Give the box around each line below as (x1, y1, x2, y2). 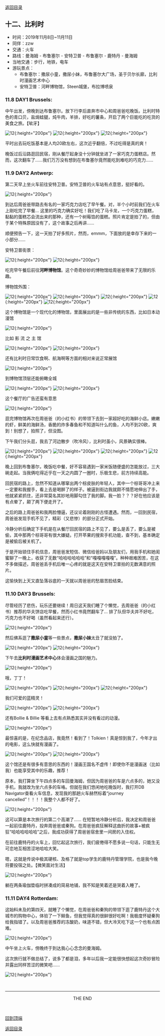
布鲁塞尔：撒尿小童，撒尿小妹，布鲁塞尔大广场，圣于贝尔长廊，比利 (19, 71, 158, 77)
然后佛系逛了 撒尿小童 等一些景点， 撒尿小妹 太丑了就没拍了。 (5, 635, 126, 641)
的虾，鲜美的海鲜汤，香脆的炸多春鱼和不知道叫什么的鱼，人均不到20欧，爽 (5, 422, 157, 428)
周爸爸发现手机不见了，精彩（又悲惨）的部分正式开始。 (5, 515, 117, 522)
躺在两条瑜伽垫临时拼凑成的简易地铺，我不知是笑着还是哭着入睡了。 (5, 882, 143, 888)
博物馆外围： (5, 284, 31, 290)
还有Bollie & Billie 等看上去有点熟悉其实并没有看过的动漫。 (5, 715, 123, 721)
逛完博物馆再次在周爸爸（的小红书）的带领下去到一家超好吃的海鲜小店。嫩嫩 (5, 416, 160, 422)
